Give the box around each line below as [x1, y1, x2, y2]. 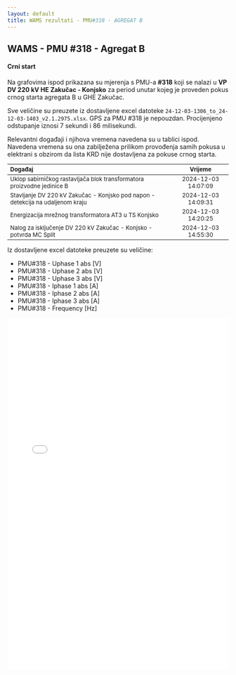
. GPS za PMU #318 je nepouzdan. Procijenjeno [85, 114, 223, 123]
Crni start [7, 63, 37, 71]
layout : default [7, 10, 55, 18]
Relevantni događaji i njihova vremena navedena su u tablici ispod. [7, 135, 199, 144]
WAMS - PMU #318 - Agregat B [7, 43, 145, 55]
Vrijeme [189, 166, 212, 173]
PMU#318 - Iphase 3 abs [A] [17, 296, 100, 306]
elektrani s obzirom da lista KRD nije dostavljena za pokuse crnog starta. [7, 150, 217, 159]
